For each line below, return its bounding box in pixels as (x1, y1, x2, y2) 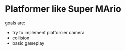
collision (12, 35, 30, 41)
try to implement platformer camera (12, 29, 85, 35)
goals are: (5, 20, 26, 26)
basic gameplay (12, 40, 45, 46)
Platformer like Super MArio (5, 3, 122, 15)
